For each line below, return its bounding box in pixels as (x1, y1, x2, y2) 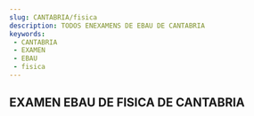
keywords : (9, 29, 46, 38)
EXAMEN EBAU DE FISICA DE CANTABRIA (9, 95, 245, 111)
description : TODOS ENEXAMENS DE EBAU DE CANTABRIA (9, 21, 205, 30)
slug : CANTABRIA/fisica (9, 12, 98, 22)
